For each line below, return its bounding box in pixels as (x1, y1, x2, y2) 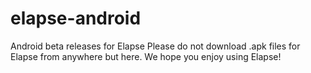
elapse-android (10, 7, 142, 30)
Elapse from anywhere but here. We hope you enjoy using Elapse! (10, 50, 282, 62)
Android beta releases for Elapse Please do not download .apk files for (10, 40, 301, 52)
